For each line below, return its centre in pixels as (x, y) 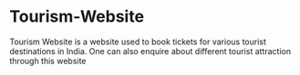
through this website (48, 61)
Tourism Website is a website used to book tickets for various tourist (138, 42)
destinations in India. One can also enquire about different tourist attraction (150, 51)
